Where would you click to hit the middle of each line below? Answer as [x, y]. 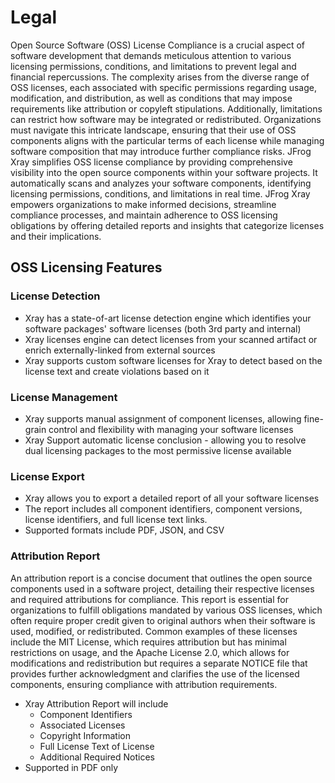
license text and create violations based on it [117, 371]
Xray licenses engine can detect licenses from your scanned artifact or [171, 339]
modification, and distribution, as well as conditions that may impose [151, 98]
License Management [64, 397]
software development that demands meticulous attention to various [151, 55]
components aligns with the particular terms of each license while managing [167, 140]
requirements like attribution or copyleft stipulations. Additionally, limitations [166, 108]
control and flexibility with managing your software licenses [171, 429]
